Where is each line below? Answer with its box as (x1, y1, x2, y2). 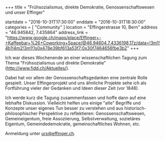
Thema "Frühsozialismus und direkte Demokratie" (5, 60, 106, 66)
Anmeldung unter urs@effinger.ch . (5, 131, 75, 136)
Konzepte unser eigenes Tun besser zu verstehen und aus (5, 106, 124, 111)
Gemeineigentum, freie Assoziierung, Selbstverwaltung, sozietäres (5, 116, 140, 121)
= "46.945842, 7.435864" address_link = (5, 30, 89, 35)
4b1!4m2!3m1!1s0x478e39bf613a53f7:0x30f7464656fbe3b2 (5, 45, 127, 51)
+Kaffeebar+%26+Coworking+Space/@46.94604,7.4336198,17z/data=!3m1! (5, 40, 160, 46)
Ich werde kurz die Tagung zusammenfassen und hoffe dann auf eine (5, 95, 146, 101)
